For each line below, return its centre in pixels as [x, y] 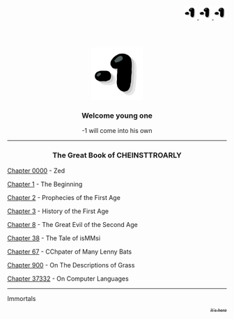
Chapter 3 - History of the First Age [58, 211]
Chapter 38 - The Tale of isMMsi [54, 238]
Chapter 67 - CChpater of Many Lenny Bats [70, 251]
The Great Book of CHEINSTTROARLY [117, 155]
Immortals [22, 298]
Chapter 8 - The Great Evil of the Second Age [72, 224]
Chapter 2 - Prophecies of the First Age [64, 197]
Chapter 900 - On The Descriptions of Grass [71, 265]
